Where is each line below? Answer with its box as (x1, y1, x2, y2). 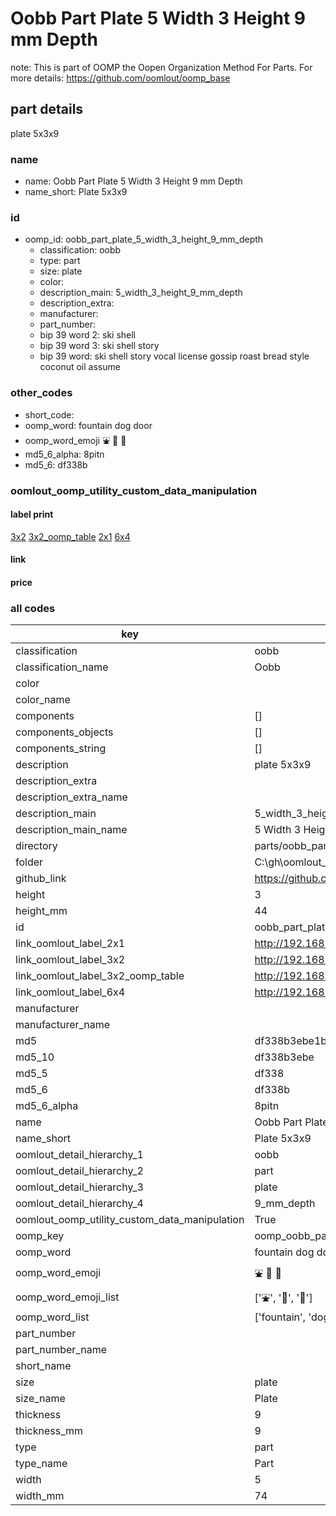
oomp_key (15, 1229, 65, 1243)
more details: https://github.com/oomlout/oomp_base (10, 72, 231, 84)
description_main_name (15, 823, 128, 837)
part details (10, 101, 84, 118)
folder (15, 855, 44, 869)
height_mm (15, 904, 68, 918)
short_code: (24, 408, 75, 421)
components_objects (15, 725, 114, 739)
